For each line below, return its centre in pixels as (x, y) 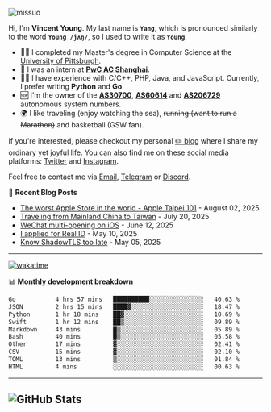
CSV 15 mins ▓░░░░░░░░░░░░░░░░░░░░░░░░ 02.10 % (124, 352)
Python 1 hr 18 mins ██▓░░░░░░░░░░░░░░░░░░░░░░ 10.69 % (124, 314)
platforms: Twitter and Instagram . (64, 161)
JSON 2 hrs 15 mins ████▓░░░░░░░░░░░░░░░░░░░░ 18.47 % (124, 306)
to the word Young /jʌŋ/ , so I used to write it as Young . (98, 37)
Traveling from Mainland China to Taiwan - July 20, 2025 (115, 216)
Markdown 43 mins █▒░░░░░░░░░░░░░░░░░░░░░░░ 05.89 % (124, 329)
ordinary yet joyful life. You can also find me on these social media (119, 152)
